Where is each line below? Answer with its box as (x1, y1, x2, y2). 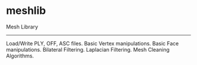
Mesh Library (6, 23, 38, 30)
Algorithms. (6, 52, 34, 59)
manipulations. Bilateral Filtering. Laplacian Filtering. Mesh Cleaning (6, 46, 170, 53)
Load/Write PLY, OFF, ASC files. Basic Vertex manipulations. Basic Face (6, 39, 179, 47)
